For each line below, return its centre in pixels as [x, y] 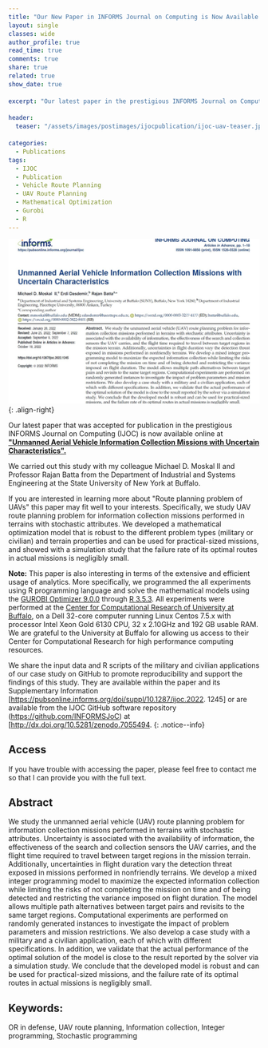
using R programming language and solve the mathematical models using [129, 590]
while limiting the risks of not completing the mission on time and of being [130, 890]
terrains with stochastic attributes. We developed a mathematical [115, 524]
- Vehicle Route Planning [59, 185]
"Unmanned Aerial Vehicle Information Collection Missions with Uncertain [134, 442]
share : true [28, 68]
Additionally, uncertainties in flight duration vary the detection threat [120, 864]
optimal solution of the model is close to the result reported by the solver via [134, 958]
